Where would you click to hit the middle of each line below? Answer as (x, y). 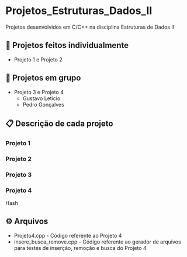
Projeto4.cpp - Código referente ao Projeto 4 (68, 235)
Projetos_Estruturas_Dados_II (79, 11)
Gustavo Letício (41, 98)
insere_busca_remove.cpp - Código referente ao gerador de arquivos (98, 242)
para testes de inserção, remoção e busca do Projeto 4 (80, 248)
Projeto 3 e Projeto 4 (39, 92)
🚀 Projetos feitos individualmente (67, 45)
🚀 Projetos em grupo (43, 78)
